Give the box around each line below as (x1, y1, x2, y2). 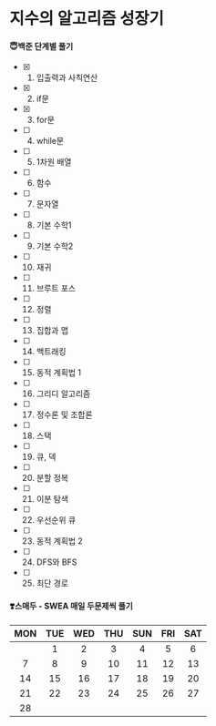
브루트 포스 (36, 283, 76, 294)
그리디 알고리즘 (36, 388, 91, 399)
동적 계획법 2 (36, 536, 84, 547)
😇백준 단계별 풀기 (9, 40, 74, 51)
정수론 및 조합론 (36, 409, 93, 420)
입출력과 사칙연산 (36, 72, 98, 83)
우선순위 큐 (36, 515, 76, 526)
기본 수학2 (36, 240, 74, 251)
